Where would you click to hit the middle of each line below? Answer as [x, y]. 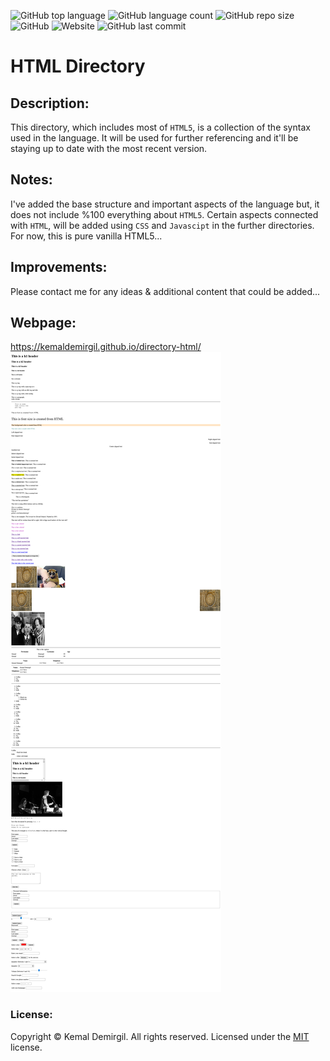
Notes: [31, 180]
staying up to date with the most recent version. [109, 148]
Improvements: [59, 267]
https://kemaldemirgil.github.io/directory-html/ [106, 347]
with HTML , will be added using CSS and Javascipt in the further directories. [162, 225]
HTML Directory [78, 66]
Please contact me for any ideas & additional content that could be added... [165, 291]
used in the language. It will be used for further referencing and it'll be [154, 138]
